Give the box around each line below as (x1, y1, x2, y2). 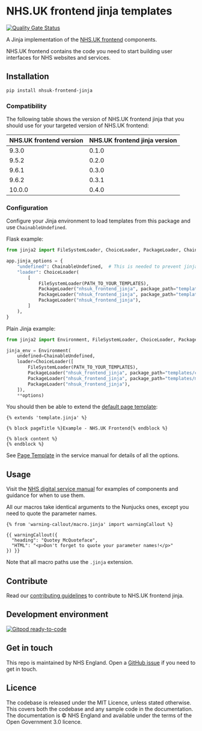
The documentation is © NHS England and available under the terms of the (6, 712, 192, 719)
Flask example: (6, 235, 44, 242)
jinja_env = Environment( (6, 347, 71, 353)
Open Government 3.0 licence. (6, 718, 82, 725)
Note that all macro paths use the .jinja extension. (6, 559, 133, 566)
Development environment (6, 609, 109, 619)
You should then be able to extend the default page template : (6, 403, 158, 411)
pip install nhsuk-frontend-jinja (6, 87, 93, 93)
